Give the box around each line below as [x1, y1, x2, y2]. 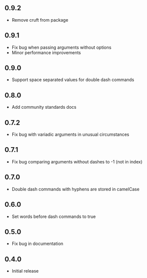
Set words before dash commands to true [11, 214, 96, 219]
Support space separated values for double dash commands [11, 77, 134, 83]
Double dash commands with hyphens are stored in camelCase [11, 186, 140, 192]
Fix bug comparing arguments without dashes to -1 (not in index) [11, 158, 143, 164]
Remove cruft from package [11, 17, 69, 23]
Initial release [11, 268, 39, 274]
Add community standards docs [11, 104, 76, 110]
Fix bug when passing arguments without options [11, 44, 112, 50]
